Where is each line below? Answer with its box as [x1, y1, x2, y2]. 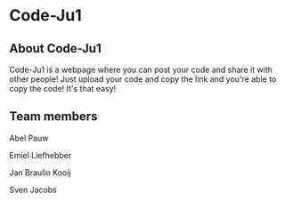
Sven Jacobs [9, 184, 58, 195]
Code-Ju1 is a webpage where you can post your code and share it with [9, 64, 273, 75]
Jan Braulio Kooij [9, 166, 71, 178]
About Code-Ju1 [9, 41, 102, 56]
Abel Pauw [9, 133, 49, 143]
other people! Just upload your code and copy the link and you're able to [9, 74, 277, 85]
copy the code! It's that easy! [9, 84, 117, 93]
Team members [9, 109, 98, 125]
